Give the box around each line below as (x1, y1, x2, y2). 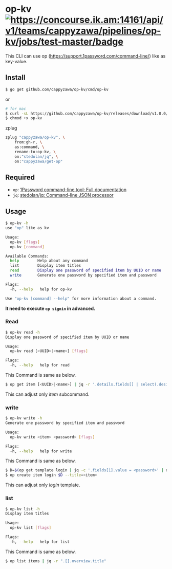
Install (5, 73, 26, 82)
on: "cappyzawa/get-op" (14, 159, 63, 164)
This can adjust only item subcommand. (5, 391, 90, 397)
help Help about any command (10, 258, 88, 264)
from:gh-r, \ (14, 140, 42, 145)
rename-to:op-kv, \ (14, 149, 56, 154)
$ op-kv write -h (5, 416, 42, 421)
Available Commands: (5, 253, 50, 259)
